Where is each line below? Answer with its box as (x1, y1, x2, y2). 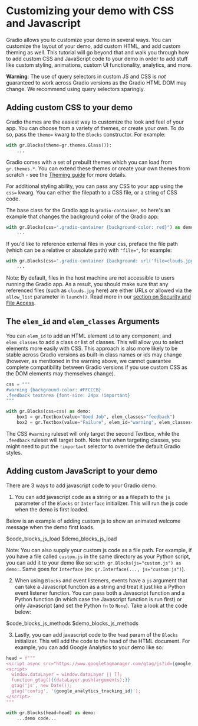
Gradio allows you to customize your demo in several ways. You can (6, 36, 171, 43)
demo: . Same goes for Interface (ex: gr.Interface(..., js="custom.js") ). (6, 565, 186, 572)
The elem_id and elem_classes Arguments (6, 316, 160, 326)
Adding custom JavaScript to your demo (6, 466, 158, 477)
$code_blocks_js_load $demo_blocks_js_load (6, 535, 117, 542)
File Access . (6, 300, 36, 306)
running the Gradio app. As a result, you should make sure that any (6, 281, 169, 287)
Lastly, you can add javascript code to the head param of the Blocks (14, 631, 179, 638)
